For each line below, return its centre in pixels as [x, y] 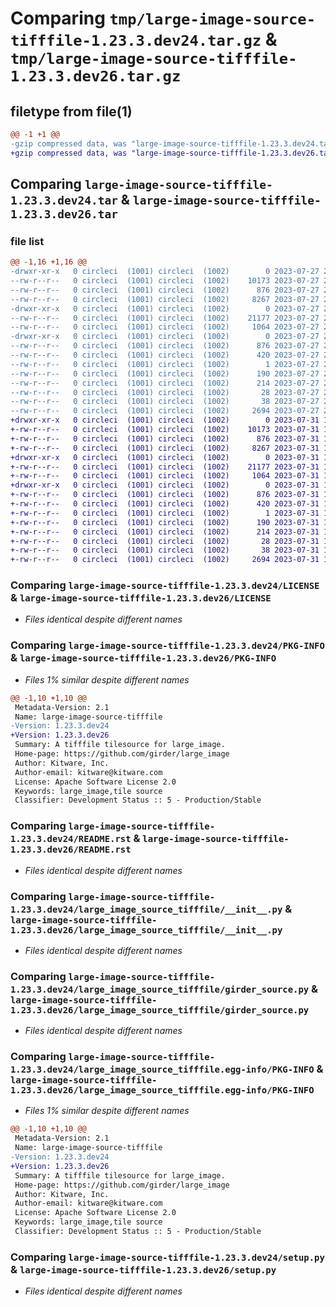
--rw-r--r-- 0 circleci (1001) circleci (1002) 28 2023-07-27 [165, 392]
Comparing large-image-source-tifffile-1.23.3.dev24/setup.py [167, 1257]
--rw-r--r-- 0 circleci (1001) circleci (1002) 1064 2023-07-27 [165, 327]
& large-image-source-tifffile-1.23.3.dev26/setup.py [143, 1269]
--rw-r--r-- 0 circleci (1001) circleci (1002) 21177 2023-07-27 [165, 318]
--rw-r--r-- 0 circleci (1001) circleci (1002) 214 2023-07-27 [165, 383]
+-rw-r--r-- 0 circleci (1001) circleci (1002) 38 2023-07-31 [165, 550]
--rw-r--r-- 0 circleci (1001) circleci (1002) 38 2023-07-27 [165, 402]
